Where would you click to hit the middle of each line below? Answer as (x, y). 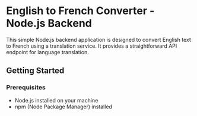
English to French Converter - (80, 11)
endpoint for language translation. (47, 52)
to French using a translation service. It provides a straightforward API (92, 46)
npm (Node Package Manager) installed (63, 107)
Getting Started (35, 71)
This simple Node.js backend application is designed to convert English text (99, 39)
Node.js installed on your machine (56, 100)
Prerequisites (26, 88)
